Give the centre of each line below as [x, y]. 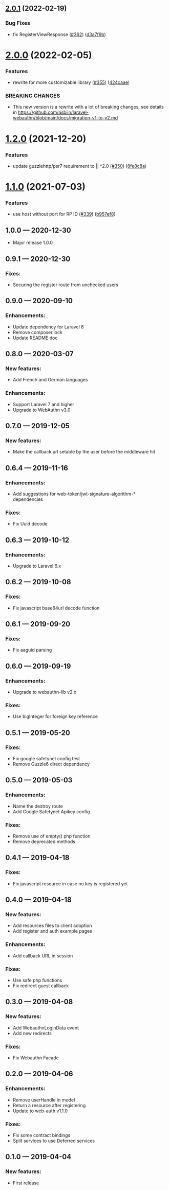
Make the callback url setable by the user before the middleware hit [84, 452]
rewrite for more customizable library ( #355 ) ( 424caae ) [71, 82]
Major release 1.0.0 [33, 243]
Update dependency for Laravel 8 [48, 327]
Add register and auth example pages [52, 931]
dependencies [28, 499]
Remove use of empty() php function [51, 836]
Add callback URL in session [43, 956]
